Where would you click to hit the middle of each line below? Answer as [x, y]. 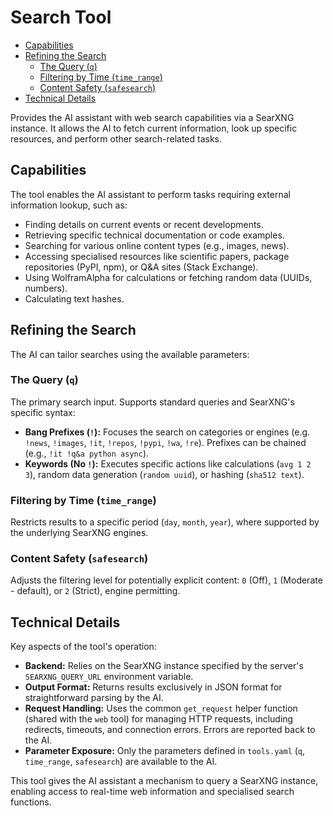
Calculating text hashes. [74, 298]
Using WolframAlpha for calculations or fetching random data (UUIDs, [168, 277]
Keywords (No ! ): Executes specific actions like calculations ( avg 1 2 [168, 463]
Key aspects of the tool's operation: [83, 647]
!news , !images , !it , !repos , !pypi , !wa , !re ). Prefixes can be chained [165, 442]
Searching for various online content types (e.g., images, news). [157, 245]
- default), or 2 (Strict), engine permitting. [95, 591]
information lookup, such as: [69, 205]
